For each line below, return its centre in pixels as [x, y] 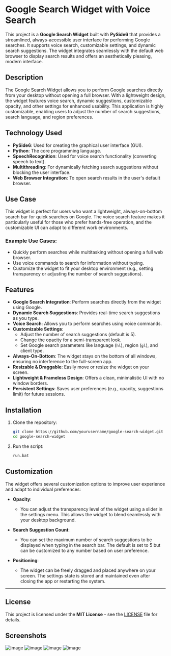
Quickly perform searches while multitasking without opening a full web [88, 252]
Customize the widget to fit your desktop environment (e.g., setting [83, 268]
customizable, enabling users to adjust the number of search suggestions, [83, 111]
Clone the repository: [35, 422]
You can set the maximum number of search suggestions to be [86, 540]
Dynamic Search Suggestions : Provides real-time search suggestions [86, 313]
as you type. [26, 318]
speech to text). [29, 161]
